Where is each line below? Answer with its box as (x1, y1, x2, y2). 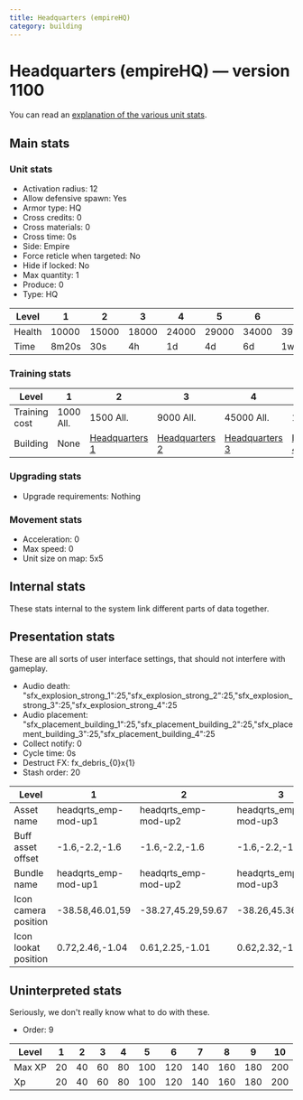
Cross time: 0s (22, 231, 77, 242)
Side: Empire (22, 241, 70, 252)
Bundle (14, 866, 44, 879)
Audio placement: (22, 709, 88, 720)
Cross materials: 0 (22, 222, 91, 233)
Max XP (14, 1061, 47, 1074)
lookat (14, 941, 41, 954)
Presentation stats (9, 629, 115, 645)
